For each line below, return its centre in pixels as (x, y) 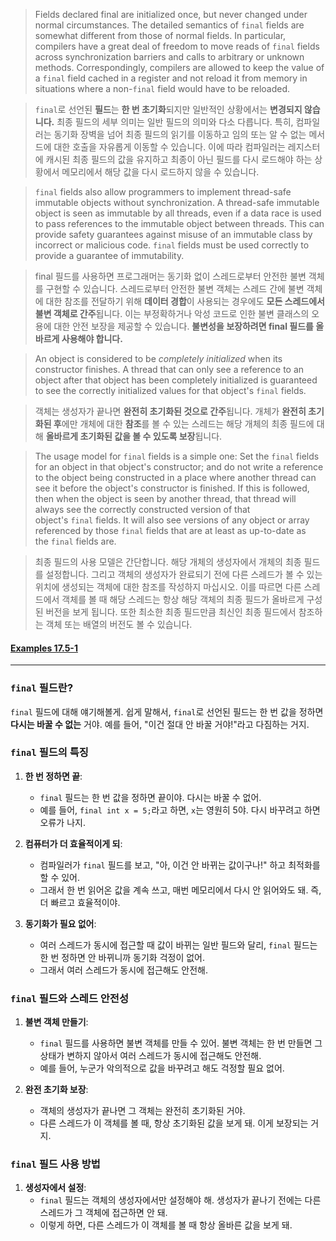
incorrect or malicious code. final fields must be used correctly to (172, 245)
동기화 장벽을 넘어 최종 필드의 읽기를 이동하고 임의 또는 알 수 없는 (180, 134)
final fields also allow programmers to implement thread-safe (163, 192)
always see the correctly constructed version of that (142, 509)
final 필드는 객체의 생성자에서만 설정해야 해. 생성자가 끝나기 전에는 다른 (180, 1200)
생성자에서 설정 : (55, 1188)
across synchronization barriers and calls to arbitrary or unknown (169, 57)
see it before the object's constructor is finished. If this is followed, (172, 488)
